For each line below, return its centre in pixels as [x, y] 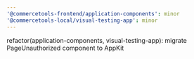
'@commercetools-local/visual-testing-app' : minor [82, 20]
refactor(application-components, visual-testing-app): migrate [97, 40]
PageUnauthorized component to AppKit [65, 48]
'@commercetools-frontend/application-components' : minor [93, 14]
